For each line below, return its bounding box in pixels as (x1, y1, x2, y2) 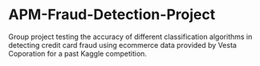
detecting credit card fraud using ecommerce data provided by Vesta (8, 40, 237, 49)
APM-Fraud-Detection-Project (8, 6, 216, 24)
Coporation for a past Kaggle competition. (8, 49, 147, 58)
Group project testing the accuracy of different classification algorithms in (8, 32, 253, 41)
